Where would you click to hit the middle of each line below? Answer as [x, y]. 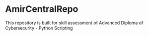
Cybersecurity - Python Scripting [39, 28]
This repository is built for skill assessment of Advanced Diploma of [74, 23]
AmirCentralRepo [42, 9]
